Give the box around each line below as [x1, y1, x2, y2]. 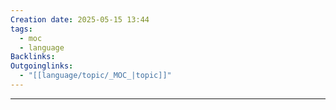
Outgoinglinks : [10, 61, 74, 71]
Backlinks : [10, 52, 56, 62]
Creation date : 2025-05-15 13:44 [10, 14, 150, 25]
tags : [10, 24, 33, 34]
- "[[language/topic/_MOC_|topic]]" [19, 71, 172, 81]
